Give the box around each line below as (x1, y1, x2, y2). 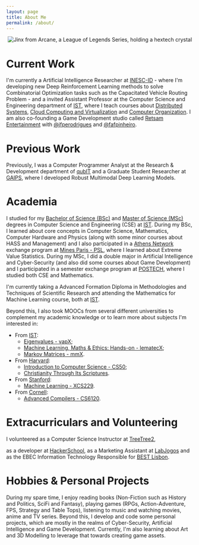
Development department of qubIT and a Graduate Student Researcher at (6, 168, 186, 175)
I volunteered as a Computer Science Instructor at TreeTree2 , (6, 435, 156, 443)
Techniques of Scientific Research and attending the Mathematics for (6, 289, 176, 297)
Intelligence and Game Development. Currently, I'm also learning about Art (6, 525, 188, 533)
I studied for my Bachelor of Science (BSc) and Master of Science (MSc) (6, 215, 184, 222)
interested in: (6, 320, 39, 328)
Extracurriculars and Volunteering (6, 416, 178, 429)
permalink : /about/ (6, 20, 55, 26)
